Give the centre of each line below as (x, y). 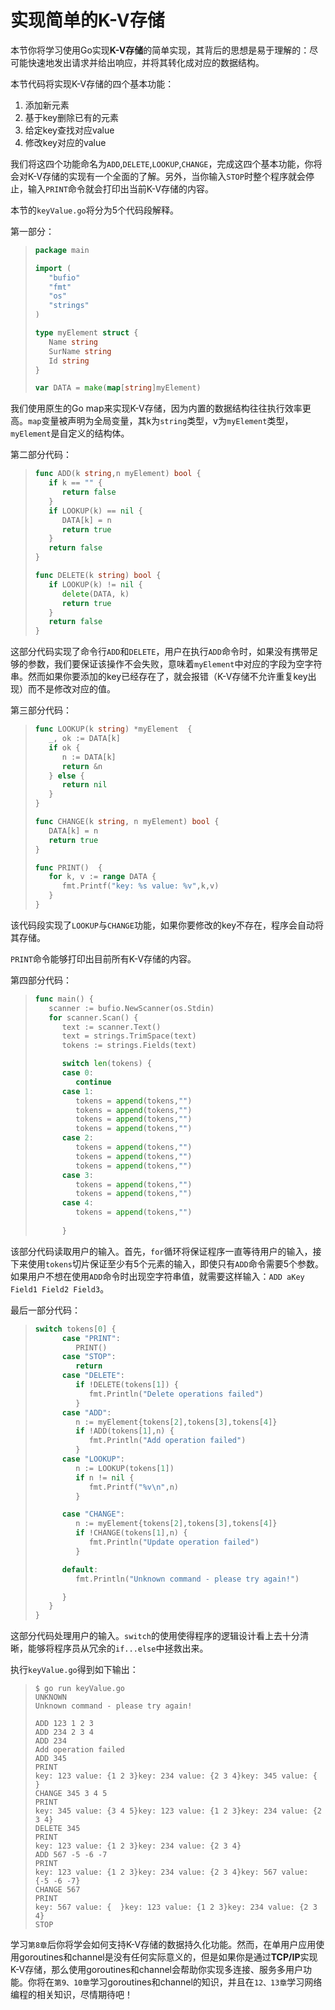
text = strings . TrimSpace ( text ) (129, 1036)
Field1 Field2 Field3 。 (60, 1288)
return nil (84, 785)
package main (62, 250)
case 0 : (77, 1073)
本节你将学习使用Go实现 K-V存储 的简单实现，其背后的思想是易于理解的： (160, 50)
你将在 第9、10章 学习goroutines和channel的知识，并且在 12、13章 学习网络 (175, 1982)
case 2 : (77, 1138)
